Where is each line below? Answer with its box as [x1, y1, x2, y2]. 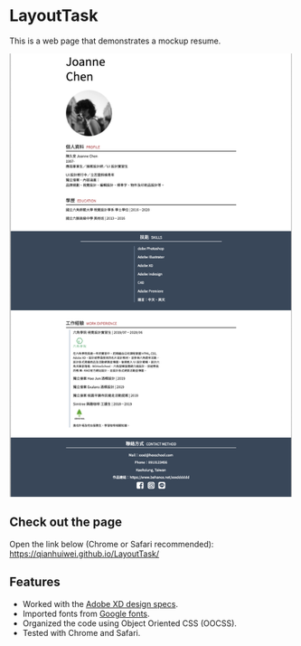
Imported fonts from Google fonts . [22, 608, 151, 619]
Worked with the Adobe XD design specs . [22, 598, 179, 609]
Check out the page [9, 515, 122, 530]
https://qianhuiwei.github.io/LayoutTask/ [9, 548, 160, 559]
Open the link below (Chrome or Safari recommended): [9, 538, 214, 549]
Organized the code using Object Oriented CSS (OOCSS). [22, 617, 238, 629]
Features [9, 575, 61, 590]
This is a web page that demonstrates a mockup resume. [9, 35, 221, 46]
